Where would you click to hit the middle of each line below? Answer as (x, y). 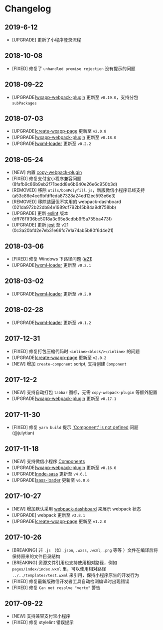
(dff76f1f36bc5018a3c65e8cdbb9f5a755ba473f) (62, 219)
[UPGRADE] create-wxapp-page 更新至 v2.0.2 (59, 357)
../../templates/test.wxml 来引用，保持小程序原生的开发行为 (75, 575)
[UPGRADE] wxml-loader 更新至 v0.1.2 (51, 322)
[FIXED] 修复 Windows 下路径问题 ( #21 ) (52, 259)
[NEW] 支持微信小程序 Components (48, 461)
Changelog (28, 9)
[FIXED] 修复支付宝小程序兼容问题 (47, 178)
